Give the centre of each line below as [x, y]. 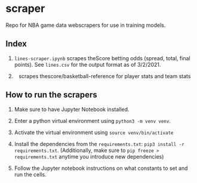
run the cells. [30, 174]
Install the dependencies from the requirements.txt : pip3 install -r [99, 144]
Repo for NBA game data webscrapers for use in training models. [86, 25]
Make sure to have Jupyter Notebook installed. [72, 109]
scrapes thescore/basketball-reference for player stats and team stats [104, 76]
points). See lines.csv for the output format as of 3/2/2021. [87, 64]
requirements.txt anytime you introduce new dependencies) [89, 156]
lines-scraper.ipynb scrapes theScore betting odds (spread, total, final [102, 58]
